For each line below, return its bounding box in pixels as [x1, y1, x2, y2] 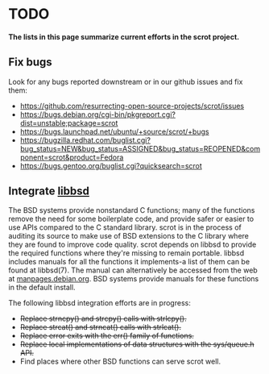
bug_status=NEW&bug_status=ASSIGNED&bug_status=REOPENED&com [19, 143, 260, 153]
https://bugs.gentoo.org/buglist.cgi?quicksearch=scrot [19, 160, 203, 170]
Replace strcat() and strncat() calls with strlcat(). [19, 322, 181, 332]
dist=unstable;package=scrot [19, 118, 118, 127]
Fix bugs [8, 56, 52, 69]
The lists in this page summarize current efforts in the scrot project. [8, 31, 240, 41]
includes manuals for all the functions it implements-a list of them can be [8, 257, 250, 267]
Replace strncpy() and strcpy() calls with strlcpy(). [19, 314, 187, 323]
